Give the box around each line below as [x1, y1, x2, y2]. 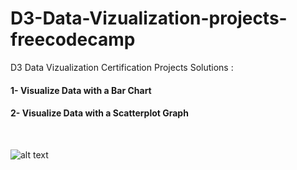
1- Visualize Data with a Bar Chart [10, 84, 152, 96]
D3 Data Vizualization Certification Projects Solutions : [10, 61, 234, 73]
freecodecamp [10, 28, 136, 51]
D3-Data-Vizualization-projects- [10, 7, 288, 30]
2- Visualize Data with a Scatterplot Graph [10, 107, 189, 119]
